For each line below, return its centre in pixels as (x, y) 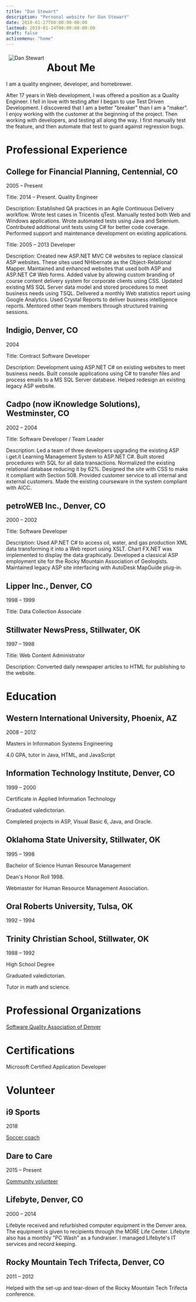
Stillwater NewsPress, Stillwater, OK (73, 630)
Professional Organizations (74, 1011)
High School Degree (30, 965)
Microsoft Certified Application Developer (56, 1067)
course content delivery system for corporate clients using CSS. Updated (94, 281)
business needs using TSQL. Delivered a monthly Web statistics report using (98, 293)
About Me (71, 68)
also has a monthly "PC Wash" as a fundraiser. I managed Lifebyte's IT (91, 1238)
